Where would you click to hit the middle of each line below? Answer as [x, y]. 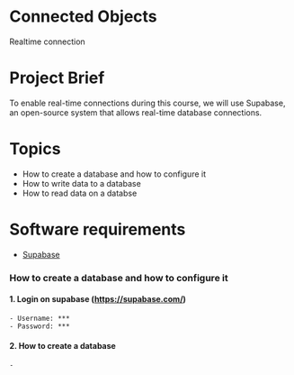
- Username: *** [40, 318]
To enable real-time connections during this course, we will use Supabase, [147, 103]
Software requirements [98, 229]
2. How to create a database [63, 346]
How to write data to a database [81, 183]
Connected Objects [83, 17]
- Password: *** [40, 326]
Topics [35, 149]
